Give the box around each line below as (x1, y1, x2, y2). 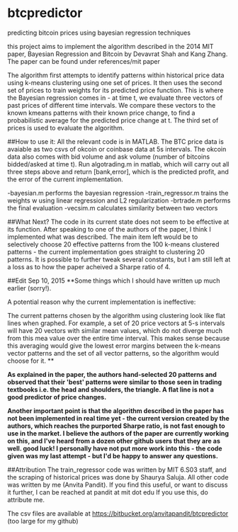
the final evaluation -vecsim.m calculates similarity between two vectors (7, 203, 218, 212)
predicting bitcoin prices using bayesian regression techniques (7, 28, 191, 37)
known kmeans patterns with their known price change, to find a (7, 108, 195, 117)
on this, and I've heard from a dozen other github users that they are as (7, 436, 221, 445)
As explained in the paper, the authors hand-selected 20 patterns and (7, 370, 217, 378)
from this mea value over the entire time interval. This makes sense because (7, 334, 230, 342)
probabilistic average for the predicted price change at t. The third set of (7, 115, 219, 125)
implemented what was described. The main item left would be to (7, 232, 198, 241)
